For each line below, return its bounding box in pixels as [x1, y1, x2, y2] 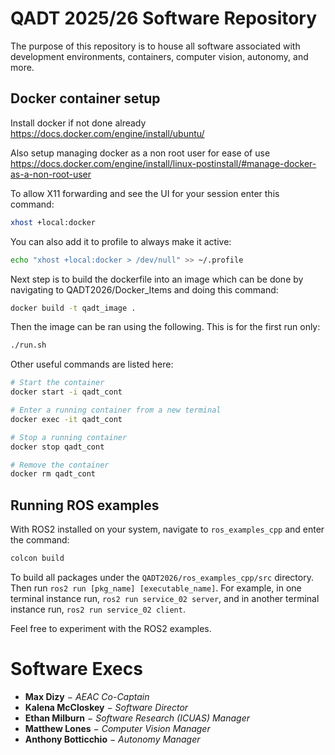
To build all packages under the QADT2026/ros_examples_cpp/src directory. [10, 571, 314, 583]
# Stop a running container [10, 432, 128, 442]
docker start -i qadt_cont [10, 387, 123, 397]
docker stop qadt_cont [10, 442, 105, 452]
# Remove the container [10, 460, 110, 470]
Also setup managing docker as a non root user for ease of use [10, 147, 271, 159]
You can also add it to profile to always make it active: [10, 235, 232, 247]
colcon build [10, 553, 65, 564]
